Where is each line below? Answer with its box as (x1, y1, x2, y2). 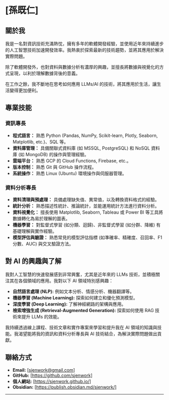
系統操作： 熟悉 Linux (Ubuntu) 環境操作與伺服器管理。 (12, 170, 127, 176)
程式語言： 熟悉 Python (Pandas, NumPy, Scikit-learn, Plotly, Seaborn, (12, 132, 158, 138)
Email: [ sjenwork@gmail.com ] (12, 367, 75, 373)
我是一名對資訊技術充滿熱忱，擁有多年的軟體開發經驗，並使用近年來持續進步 (5, 41, 164, 46)
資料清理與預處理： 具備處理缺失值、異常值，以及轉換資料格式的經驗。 (12, 196, 159, 203)
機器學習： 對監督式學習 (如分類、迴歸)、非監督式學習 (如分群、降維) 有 (12, 222, 161, 228)
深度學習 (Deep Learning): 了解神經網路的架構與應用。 (12, 301, 126, 307)
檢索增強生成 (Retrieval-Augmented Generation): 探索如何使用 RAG (12, 307, 154, 313)
